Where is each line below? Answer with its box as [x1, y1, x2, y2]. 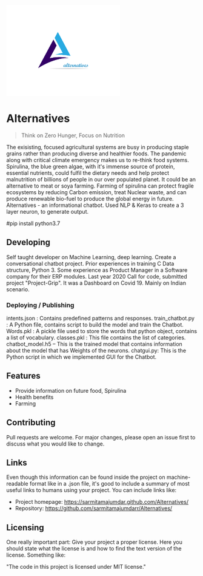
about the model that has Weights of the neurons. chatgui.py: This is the [6, 347, 187, 354]
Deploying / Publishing [6, 300, 75, 309]
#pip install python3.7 [6, 220, 61, 227]
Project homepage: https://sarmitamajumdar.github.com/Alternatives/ [15, 498, 189, 506]
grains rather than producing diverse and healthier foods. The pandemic [6, 150, 187, 157]
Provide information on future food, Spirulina [15, 387, 127, 394]
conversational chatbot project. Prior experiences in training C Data [6, 260, 175, 267]
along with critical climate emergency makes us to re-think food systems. [6, 156, 189, 163]
